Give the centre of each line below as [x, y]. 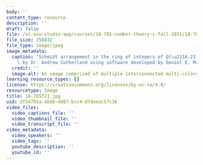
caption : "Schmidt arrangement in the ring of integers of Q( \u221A [100, 57]
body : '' [17, 12]
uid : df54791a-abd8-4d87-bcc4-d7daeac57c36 [62, 102]
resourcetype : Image [32, 91]
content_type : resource [36, 18]
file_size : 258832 [29, 40]
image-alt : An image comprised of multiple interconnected [88, 74]
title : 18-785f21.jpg [34, 96]
